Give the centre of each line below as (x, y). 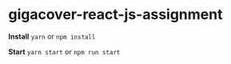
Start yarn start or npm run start (64, 51)
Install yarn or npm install (52, 36)
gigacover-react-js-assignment (115, 15)
